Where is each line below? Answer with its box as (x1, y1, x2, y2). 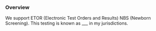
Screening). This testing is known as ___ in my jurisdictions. (5, 20, 128, 26)
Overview (5, 4, 30, 11)
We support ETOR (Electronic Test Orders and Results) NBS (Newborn (5, 15, 151, 21)
